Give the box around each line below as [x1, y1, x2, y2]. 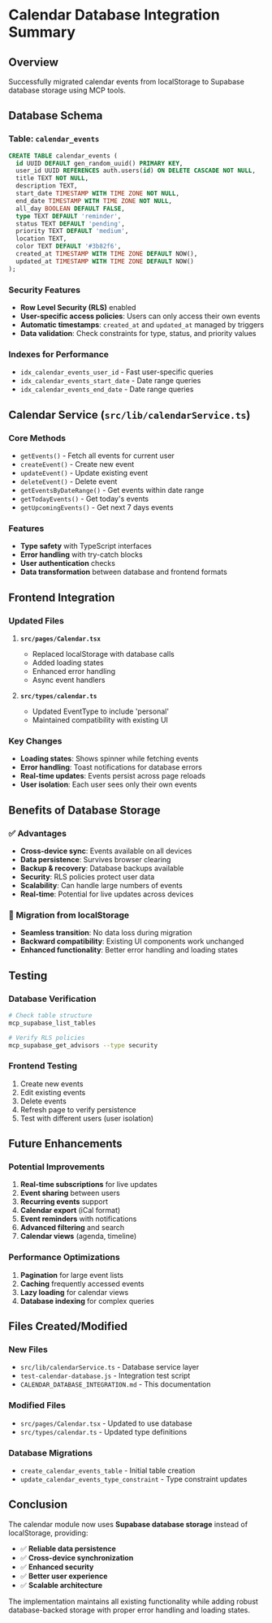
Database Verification [8, 993, 97, 1004]
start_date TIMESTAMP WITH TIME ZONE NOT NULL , [15, 189, 180, 198]
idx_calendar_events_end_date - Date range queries [19, 384, 194, 395]
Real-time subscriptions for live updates [19, 1180, 158, 1189]
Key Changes [8, 735, 63, 746]
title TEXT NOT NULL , [15, 175, 89, 183]
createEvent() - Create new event [19, 459, 135, 468]
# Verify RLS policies [8, 1034, 85, 1042]
